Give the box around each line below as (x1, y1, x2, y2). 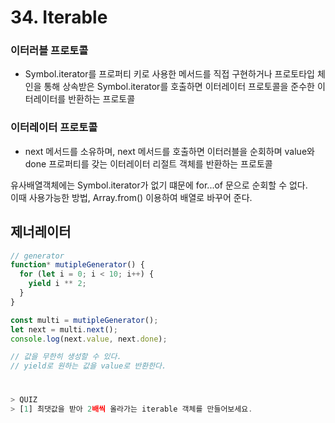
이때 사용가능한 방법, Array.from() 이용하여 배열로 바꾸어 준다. (10, 191, 253, 203)
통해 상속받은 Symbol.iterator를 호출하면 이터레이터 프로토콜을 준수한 (43, 81, 315, 93)
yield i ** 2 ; (28, 279, 87, 289)
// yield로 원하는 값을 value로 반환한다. (10, 361, 167, 371)
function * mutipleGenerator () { (10, 260, 145, 270)
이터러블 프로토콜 (10, 44, 89, 58)
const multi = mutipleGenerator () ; (10, 315, 159, 325)
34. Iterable (10, 6, 108, 29)
